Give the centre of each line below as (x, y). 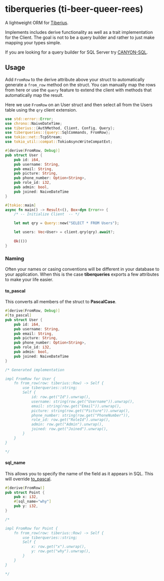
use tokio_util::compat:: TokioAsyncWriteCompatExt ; (59, 142)
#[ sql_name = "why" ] (33, 502)
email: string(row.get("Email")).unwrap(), (76, 406)
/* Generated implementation (35, 370)
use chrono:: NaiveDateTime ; (34, 123)
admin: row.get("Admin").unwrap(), (68, 424)
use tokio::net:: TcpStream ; (34, 137)
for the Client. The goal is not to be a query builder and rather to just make (80, 37)
